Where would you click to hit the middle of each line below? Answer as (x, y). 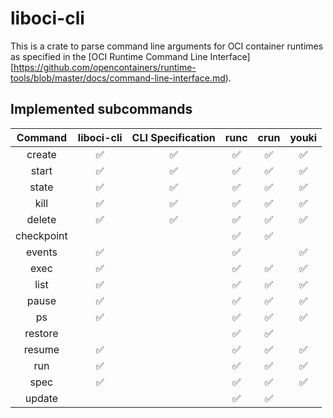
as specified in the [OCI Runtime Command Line (109, 56)
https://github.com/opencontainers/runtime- (105, 67)
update (41, 398)
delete (41, 219)
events (41, 252)
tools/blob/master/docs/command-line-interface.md (118, 78)
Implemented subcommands (101, 109)
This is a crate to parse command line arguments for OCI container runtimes (167, 46)
